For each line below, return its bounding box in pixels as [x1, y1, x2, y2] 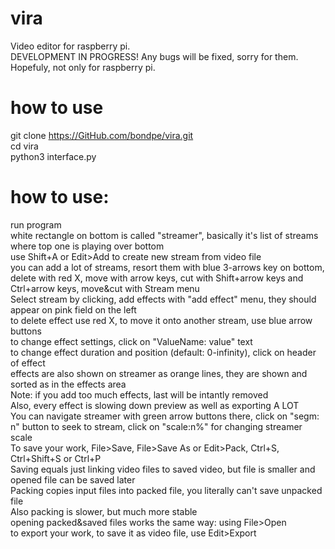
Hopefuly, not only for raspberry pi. [10, 61, 156, 73]
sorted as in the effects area [10, 378, 127, 390]
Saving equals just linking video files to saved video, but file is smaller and [10, 463, 316, 475]
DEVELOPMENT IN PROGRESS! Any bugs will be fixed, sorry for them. [10, 50, 299, 62]
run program [10, 218, 62, 231]
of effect [10, 357, 46, 369]
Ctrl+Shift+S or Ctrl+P [10, 452, 102, 464]
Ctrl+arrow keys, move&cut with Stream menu [10, 282, 200, 294]
